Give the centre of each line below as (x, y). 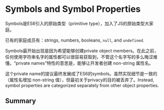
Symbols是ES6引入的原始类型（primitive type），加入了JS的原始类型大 (77, 23)
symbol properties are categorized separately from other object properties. (82, 85)
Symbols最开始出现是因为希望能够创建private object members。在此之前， (82, 51)
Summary (21, 101)
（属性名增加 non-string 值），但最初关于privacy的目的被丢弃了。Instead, (80, 80)
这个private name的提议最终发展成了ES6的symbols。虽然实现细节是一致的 (81, 73)
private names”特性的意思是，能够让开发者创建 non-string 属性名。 (84, 63)
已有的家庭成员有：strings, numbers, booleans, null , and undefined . (75, 40)
